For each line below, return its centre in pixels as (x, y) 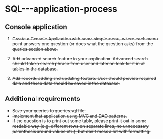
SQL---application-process (61, 9)
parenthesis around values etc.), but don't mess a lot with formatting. (81, 131)
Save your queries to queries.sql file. (49, 110)
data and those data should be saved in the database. (66, 83)
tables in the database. (35, 69)
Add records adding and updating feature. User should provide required (84, 78)
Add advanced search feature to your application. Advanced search (80, 59)
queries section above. (35, 49)
